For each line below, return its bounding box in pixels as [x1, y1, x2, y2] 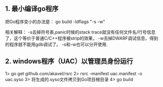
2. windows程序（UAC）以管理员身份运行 [5, 57, 133, 65]
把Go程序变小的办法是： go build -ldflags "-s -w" [5, 19, 105, 25]
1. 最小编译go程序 [5, 4, 59, 13]
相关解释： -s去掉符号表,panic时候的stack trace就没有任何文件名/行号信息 [5, 29, 156, 35]
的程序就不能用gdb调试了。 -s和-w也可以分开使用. [5, 41, 108, 47]
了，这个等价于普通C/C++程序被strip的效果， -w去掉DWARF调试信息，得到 [5, 35, 159, 41]
